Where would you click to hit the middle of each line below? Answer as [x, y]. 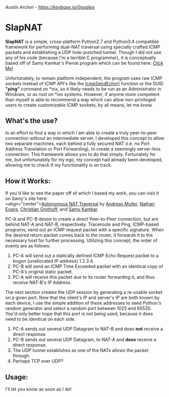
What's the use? [32, 120]
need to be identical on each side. [40, 319]
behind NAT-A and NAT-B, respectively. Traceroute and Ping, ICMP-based [82, 224]
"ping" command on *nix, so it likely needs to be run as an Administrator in [83, 89]
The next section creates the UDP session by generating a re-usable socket [84, 292]
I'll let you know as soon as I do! [38, 389]
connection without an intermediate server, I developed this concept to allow [85, 138]
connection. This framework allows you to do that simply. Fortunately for [80, 155]
